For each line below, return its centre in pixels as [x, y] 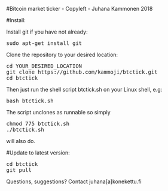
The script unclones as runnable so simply [58, 112]
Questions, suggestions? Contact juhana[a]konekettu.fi [74, 181]
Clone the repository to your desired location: [62, 54]
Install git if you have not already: [47, 32]
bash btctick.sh [30, 101]
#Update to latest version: [38, 153]
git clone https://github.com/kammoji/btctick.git [82, 72]
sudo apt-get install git [44, 43]
